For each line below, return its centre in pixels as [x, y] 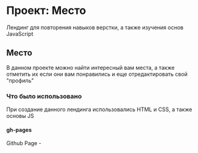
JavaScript [20, 33]
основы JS [20, 116]
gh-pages [19, 130]
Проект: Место [46, 11]
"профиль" [20, 80]
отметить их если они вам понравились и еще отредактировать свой [97, 74]
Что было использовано [44, 96]
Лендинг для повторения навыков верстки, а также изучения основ [95, 27]
